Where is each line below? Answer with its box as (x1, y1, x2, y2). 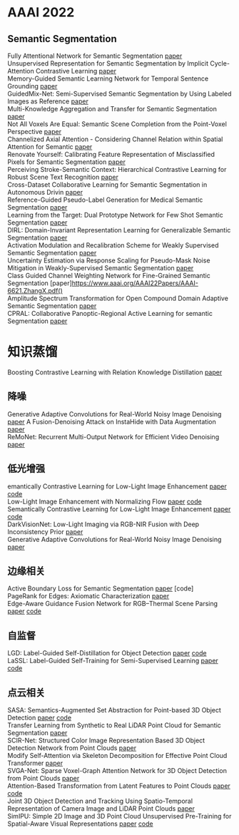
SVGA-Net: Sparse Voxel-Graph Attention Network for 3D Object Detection (7, 767, 227, 774)
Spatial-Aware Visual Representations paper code (7, 819, 153, 828)
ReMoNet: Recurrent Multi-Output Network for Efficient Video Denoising (7, 432, 220, 441)
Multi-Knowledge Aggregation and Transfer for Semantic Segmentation (7, 105, 218, 113)
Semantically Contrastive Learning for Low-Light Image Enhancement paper (7, 504, 231, 513)
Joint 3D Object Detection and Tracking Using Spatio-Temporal (7, 796, 193, 805)
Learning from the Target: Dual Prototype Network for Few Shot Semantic (7, 211, 223, 219)
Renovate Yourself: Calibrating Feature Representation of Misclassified (7, 150, 215, 158)
